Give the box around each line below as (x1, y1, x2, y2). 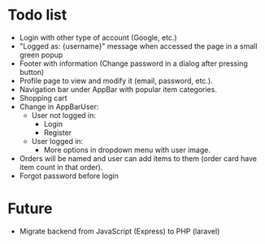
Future (7, 199, 54, 218)
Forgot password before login (19, 171, 119, 181)
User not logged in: (31, 110, 97, 120)
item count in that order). (19, 162, 103, 172)
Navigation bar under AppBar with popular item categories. (19, 84, 217, 94)
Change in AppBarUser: (19, 102, 99, 111)
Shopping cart (19, 93, 67, 102)
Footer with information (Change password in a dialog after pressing (19, 59, 249, 68)
